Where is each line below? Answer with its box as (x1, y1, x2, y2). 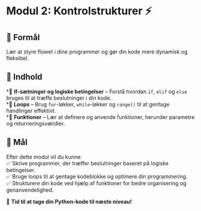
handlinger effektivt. (6, 107, 56, 114)
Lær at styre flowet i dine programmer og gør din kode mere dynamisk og (6, 48, 188, 55)
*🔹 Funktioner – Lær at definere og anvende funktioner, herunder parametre (6, 113, 195, 120)
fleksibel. (6, 55, 29, 61)
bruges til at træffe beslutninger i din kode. (6, 94, 112, 102)
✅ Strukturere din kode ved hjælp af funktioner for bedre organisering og (6, 179, 187, 186)
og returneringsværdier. (6, 120, 65, 127)
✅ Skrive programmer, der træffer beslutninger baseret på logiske (6, 159, 169, 167)
